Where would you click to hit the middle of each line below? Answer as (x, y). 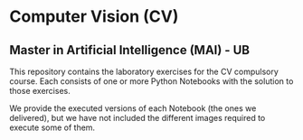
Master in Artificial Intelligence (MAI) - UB (130, 50)
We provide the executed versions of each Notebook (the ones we (133, 108)
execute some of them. (52, 127)
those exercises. (40, 91)
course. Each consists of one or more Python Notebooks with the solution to (151, 81)
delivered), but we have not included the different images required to (137, 118)
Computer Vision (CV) (94, 17)
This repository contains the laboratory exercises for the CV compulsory (144, 71)
